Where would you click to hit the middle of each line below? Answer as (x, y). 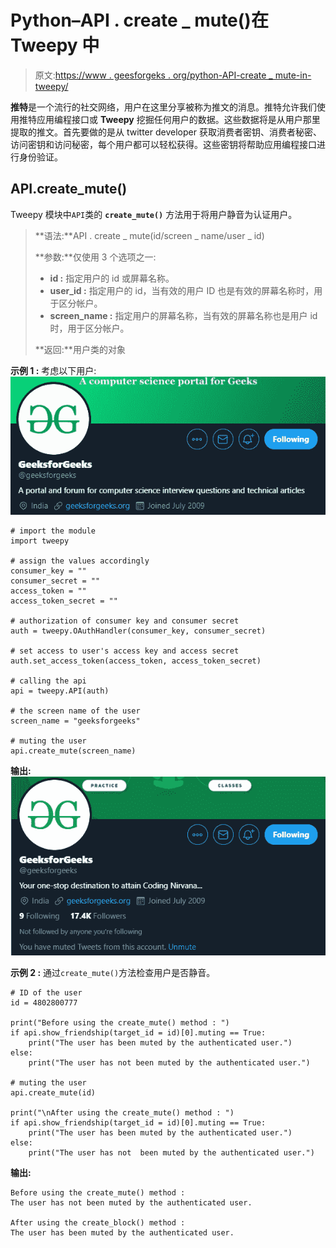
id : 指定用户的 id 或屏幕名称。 (112, 278)
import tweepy (40, 541)
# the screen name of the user (75, 711)
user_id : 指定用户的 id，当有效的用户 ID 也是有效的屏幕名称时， (182, 290)
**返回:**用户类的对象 (80, 349)
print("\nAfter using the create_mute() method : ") (122, 1113)
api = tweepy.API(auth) (60, 691)
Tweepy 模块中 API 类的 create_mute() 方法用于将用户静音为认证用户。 (154, 214)
